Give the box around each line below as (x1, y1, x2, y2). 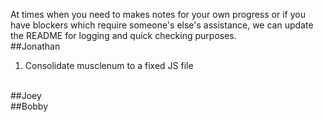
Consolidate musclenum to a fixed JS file (24, 60, 194, 71)
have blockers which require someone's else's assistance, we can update (10, 19, 314, 31)
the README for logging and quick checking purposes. (10, 30, 237, 41)
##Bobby (10, 100, 49, 112)
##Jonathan (10, 40, 61, 52)
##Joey (10, 90, 42, 101)
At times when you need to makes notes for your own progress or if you (10, 9, 306, 20)
